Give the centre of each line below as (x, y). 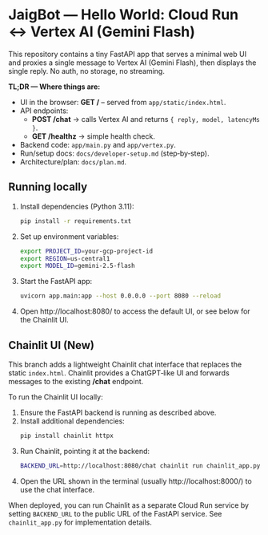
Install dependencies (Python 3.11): (77, 206)
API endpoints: (44, 111)
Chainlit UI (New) (51, 345)
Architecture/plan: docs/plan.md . (73, 161)
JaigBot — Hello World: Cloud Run (124, 15)
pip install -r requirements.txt (76, 221)
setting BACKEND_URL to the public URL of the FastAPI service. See (115, 513)
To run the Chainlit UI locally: (56, 397)
